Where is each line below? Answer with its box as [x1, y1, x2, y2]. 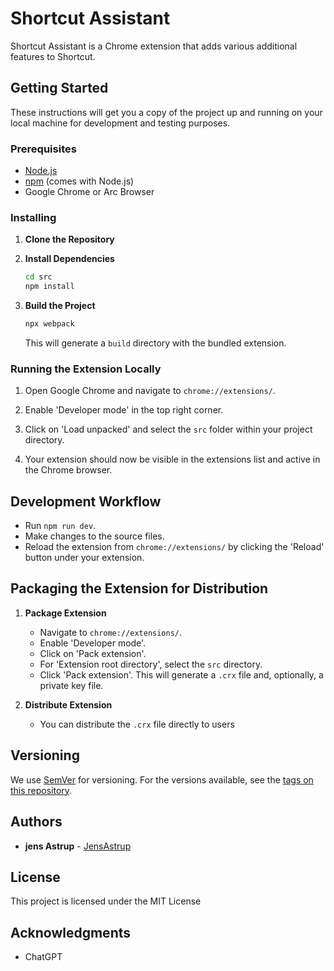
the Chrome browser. [24, 464, 113, 476]
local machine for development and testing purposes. [10, 117, 231, 129]
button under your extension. [24, 552, 145, 564]
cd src [24, 272, 53, 282]
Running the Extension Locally [10, 362, 162, 376]
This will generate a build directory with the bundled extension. [24, 337, 287, 349]
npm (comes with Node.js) [24, 175, 135, 187]
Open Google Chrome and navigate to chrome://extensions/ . [24, 385, 276, 397]
